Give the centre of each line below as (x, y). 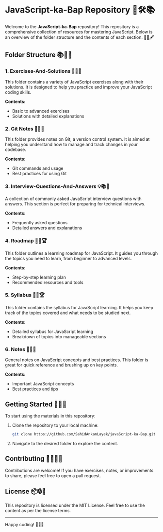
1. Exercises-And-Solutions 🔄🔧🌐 (43, 71)
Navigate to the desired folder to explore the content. (65, 443)
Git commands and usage (38, 168)
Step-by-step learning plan (39, 277)
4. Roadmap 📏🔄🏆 (26, 241)
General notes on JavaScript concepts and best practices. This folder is (77, 360)
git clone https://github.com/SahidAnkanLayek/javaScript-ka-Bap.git (84, 434)
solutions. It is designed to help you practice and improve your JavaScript (79, 87)
